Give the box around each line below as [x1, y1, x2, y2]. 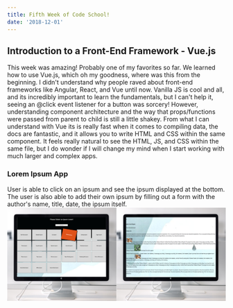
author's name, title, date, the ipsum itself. [7, 200, 127, 208]
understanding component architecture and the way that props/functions [7, 108, 216, 116]
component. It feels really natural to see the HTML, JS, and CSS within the [7, 137, 219, 146]
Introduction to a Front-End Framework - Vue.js [7, 45, 216, 57]
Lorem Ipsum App [7, 169, 68, 179]
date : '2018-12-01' [7, 18, 64, 26]
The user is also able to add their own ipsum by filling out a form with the [7, 192, 216, 200]
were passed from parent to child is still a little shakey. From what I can [7, 115, 209, 123]
